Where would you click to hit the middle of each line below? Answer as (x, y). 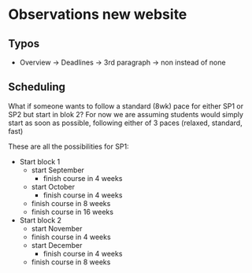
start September (58, 170)
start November (57, 228)
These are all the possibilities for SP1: (69, 146)
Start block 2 (40, 220)
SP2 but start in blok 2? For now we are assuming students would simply (126, 114)
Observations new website (98, 15)
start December (57, 245)
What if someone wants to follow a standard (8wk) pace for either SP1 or (126, 106)
